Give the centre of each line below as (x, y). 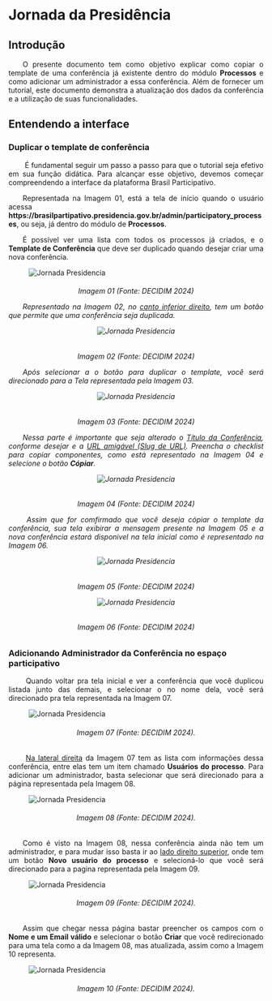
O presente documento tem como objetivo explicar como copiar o (143, 64)
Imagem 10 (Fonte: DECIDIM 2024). (136, 988)
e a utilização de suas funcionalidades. (73, 99)
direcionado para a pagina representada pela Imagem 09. (104, 869)
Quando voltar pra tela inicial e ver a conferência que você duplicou (144, 681)
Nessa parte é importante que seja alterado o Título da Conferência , (143, 437)
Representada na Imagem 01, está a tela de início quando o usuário (143, 198)
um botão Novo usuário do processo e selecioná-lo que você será (136, 860)
